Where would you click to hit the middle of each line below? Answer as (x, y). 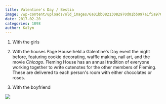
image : (12, 14)
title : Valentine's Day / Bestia (40, 10)
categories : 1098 (23, 23)
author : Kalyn (20, 28)
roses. (19, 78)
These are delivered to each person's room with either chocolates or (82, 72)
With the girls (26, 42)
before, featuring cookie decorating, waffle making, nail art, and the (81, 57)
